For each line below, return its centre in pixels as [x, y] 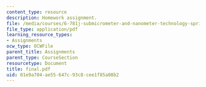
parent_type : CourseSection [42, 58]
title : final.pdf [29, 69]
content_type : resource [37, 12]
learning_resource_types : [39, 35]
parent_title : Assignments [41, 52]
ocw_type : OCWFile [30, 47]
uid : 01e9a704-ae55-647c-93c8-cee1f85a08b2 [63, 75]
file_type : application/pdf [42, 29]
